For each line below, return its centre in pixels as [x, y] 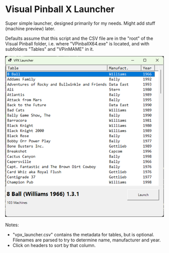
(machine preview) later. [30, 28]
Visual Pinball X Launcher [60, 9]
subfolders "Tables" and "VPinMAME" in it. [50, 49]
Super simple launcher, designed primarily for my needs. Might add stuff [80, 23]
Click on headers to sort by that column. [54, 245]
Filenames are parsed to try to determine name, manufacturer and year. [87, 240]
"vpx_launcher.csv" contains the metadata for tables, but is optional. [83, 234]
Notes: [12, 225]
